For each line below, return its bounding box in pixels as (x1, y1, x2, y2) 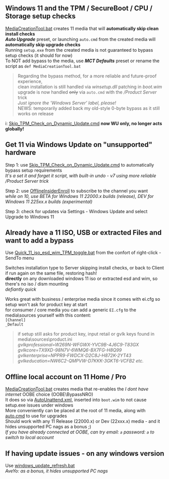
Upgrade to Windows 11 (5, 214, 54, 220)
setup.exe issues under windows (5, 402, 74, 408)
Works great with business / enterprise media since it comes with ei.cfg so (5, 296, 160, 302)
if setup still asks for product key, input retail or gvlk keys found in (17, 331, 155, 337)
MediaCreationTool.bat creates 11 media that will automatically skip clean (5, 25, 159, 31)
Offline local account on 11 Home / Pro (5, 372, 127, 381)
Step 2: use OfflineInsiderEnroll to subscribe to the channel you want (5, 187, 148, 194)
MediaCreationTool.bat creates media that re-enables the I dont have (5, 386, 149, 392)
